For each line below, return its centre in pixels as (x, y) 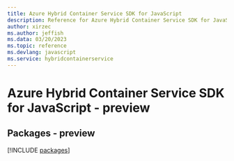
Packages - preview (51, 134)
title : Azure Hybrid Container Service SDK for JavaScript (95, 14)
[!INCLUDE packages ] (39, 150)
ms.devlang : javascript (42, 53)
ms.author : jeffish (36, 33)
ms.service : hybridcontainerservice (60, 59)
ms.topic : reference (37, 46)
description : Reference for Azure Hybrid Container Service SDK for (109, 20)
